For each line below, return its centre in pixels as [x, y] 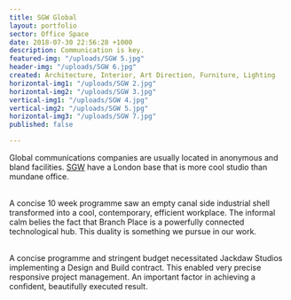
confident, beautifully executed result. [79, 286]
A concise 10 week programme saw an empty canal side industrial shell [140, 203]
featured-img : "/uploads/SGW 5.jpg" [77, 59]
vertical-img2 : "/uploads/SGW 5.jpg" [79, 108]
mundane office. [39, 177]
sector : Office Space [49, 34]
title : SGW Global [43, 17]
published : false [41, 125]
